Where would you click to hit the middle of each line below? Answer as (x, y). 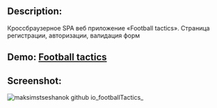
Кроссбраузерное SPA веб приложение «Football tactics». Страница (108, 28)
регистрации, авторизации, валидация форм (74, 35)
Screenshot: (34, 81)
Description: (35, 11)
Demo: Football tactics (57, 57)
